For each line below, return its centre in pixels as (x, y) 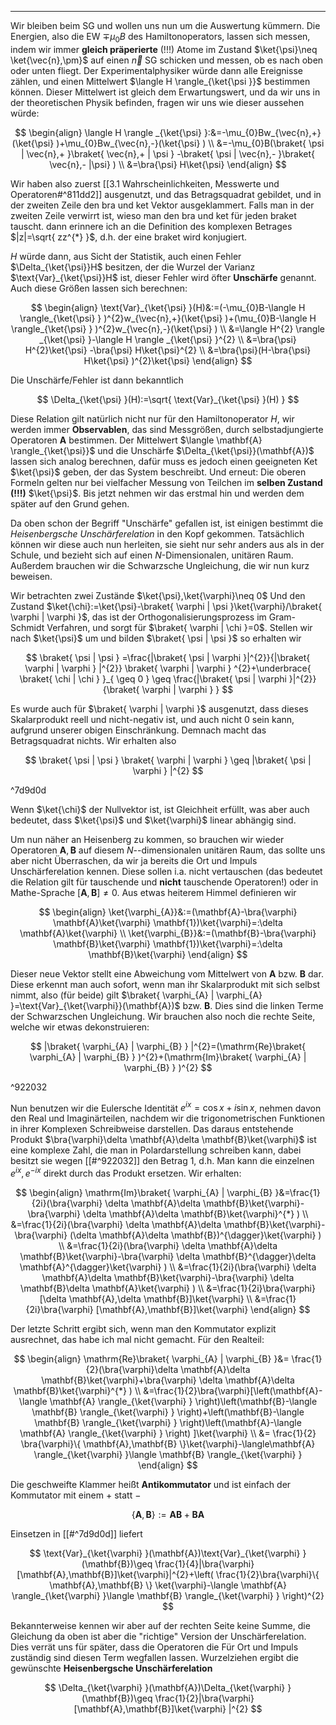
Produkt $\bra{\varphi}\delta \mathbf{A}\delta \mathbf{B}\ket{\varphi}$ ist (163, 1140)
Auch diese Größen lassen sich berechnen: (99, 288)
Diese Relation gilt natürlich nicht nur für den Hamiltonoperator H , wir (152, 418)
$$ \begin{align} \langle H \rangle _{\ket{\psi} (108, 132)
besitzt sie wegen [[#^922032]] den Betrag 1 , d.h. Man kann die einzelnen (162, 1161)
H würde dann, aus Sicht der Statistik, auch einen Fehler (126, 256)
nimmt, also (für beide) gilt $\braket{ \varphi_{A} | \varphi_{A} (136, 995)
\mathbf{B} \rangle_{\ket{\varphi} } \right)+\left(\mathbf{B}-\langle (168, 1412)
